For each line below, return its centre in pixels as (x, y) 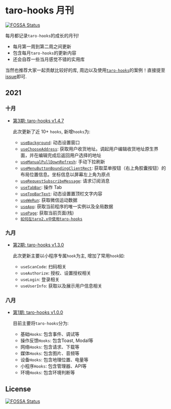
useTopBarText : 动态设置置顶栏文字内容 (61, 193)
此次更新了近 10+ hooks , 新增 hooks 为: (51, 132)
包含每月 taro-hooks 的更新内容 (45, 53)
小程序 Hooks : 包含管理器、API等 (54, 366)
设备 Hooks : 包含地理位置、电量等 (54, 360)
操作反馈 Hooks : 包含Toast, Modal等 (57, 340)
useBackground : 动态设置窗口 (50, 142)
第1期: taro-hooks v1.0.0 (38, 312)
